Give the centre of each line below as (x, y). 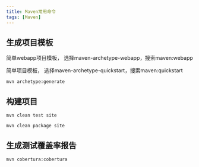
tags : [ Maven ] (24, 17)
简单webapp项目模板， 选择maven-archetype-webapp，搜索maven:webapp (99, 58)
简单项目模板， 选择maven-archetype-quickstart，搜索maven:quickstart (94, 70)
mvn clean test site (32, 115)
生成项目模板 (30, 42)
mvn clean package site (36, 126)
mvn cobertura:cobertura (37, 159)
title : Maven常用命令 (31, 12)
